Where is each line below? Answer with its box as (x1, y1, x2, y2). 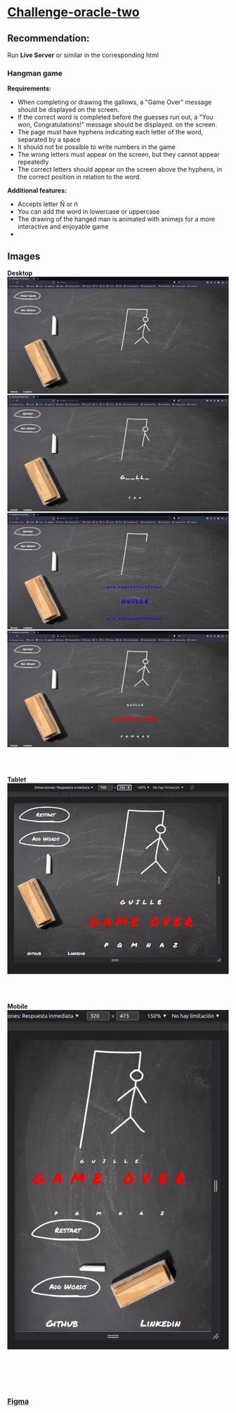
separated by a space (17, 135, 81, 144)
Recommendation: (7, 32, 90, 44)
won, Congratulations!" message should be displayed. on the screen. (17, 120, 218, 129)
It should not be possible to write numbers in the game (17, 143, 176, 151)
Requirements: (7, 84, 51, 93)
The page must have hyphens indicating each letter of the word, (17, 128, 204, 136)
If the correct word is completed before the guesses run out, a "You (17, 113, 214, 122)
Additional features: (7, 186, 67, 195)
